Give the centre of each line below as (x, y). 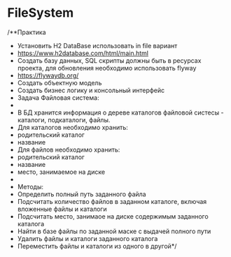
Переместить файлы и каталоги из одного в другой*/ (97, 246)
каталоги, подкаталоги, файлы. (64, 119)
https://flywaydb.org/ (48, 75)
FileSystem (41, 13)
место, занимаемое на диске (61, 172)
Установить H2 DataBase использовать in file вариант (97, 45)
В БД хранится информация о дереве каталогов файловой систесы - (120, 112)
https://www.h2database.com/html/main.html (83, 53)
